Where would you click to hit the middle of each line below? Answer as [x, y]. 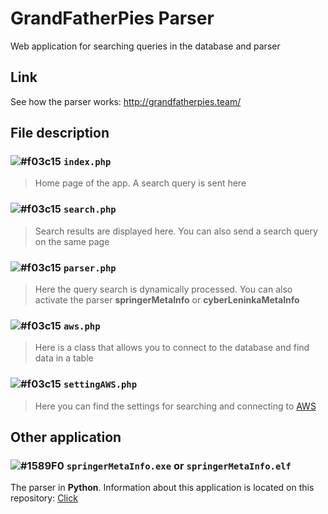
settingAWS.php [100, 385]
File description [60, 133]
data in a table [64, 358]
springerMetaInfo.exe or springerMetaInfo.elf [179, 465]
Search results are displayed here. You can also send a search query [176, 231]
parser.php [90, 268]
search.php [90, 210]
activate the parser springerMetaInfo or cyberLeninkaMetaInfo [167, 300]
